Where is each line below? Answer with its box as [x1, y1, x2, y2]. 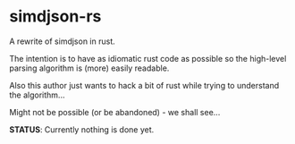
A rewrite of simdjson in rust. [9, 36, 116, 47]
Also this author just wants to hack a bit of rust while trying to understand [9, 80, 280, 90]
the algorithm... [9, 89, 65, 100]
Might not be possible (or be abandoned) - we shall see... [9, 106, 221, 117]
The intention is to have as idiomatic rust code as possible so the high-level [9, 53, 287, 64]
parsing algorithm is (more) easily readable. [9, 63, 170, 73]
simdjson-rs [9, 6, 102, 27]
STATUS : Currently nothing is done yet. [9, 123, 155, 135]
